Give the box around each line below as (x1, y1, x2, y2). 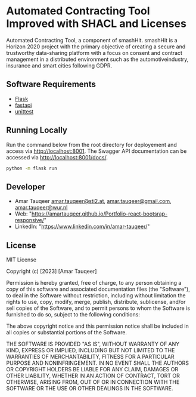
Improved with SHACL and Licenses (6, 17, 186, 30)
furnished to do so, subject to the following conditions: (6, 311, 140, 318)
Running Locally (6, 125, 67, 136)
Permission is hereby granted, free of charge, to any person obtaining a (6, 279, 182, 287)
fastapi (14, 101, 32, 109)
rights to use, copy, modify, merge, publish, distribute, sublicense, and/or (6, 298, 186, 306)
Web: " (14, 210, 32, 217)
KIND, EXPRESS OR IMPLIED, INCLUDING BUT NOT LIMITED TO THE (6, 347, 175, 354)
